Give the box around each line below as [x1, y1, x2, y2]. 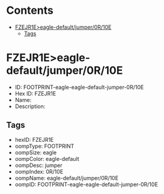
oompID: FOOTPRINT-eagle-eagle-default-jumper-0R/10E [14, 181, 158, 188]
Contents [6, 4, 54, 17]
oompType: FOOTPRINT [14, 142, 74, 150]
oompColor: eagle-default [14, 155, 79, 162]
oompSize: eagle [14, 148, 57, 156]
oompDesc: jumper [14, 162, 62, 169]
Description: [14, 103, 46, 110]
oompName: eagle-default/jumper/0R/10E [14, 174, 119, 181]
